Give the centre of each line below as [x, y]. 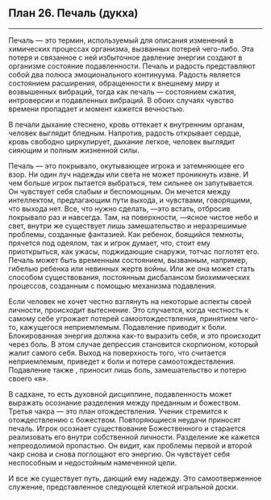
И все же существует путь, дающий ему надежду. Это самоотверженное [135, 478]
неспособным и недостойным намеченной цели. [93, 462]
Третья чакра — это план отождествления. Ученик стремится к [118, 411]
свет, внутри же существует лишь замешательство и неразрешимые [128, 226]
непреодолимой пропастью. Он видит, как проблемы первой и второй [130, 445]
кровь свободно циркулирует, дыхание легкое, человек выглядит [122, 141]
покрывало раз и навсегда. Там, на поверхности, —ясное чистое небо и [133, 217]
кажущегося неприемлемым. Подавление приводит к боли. [123, 327]
